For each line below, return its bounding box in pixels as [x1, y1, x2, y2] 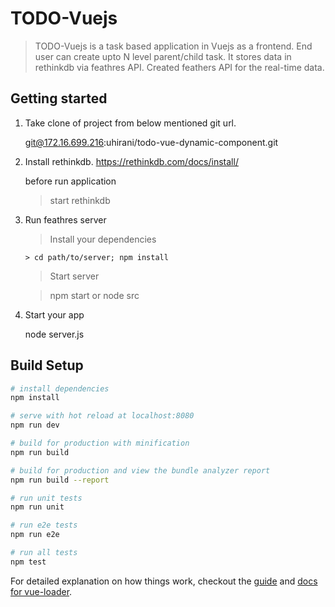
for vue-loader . [10, 585, 73, 597]
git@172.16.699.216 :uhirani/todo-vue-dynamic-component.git [24, 136, 279, 148]
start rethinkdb [49, 194, 111, 206]
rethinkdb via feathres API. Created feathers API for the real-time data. [34, 61, 325, 73]
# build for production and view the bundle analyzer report [10, 465, 271, 476]
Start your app [24, 308, 85, 321]
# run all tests [10, 548, 78, 558]
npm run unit [10, 502, 65, 512]
